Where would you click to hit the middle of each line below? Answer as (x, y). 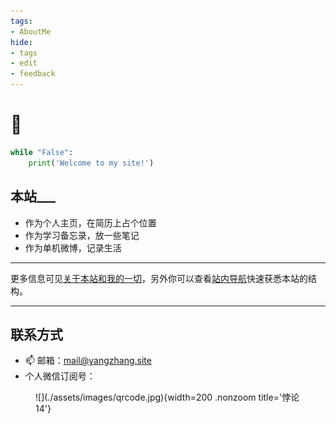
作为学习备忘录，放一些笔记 (82, 235)
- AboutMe (31, 31)
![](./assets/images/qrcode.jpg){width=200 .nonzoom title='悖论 (167, 397)
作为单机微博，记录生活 (73, 247)
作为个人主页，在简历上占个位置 (90, 222)
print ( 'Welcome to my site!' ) (91, 163)
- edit (24, 63)
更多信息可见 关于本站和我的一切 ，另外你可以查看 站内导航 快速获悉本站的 (159, 278)
